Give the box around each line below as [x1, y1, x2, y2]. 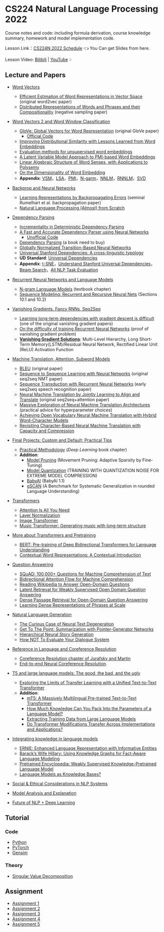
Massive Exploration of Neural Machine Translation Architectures [19, 402, 150, 407]
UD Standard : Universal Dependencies [19, 255, 98, 261]
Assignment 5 [12, 921, 41, 927]
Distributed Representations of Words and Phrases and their [19, 104, 141, 109]
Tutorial [5, 814, 29, 822]
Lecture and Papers [5, 71, 66, 79]
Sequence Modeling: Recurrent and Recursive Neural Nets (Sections [19, 291, 158, 297]
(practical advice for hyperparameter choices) [19, 407, 112, 413]
